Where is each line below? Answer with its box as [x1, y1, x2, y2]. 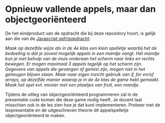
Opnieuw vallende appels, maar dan [5, 3, 156, 15]
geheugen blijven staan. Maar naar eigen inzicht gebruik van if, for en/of [5, 71, 154, 77]
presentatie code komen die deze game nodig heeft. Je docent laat [5, 96, 142, 102]
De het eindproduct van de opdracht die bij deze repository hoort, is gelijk [5, 30, 156, 36]
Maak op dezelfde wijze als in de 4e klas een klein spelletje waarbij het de [5, 45, 157, 51]
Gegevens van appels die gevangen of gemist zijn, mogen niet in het [5, 66, 145, 72]
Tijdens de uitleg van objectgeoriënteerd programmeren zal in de [5, 91, 138, 97]
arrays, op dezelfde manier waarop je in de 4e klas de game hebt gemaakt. [5, 77, 160, 82]
